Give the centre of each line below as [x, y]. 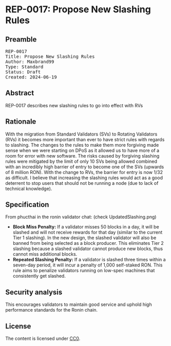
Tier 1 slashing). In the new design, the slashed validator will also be [84, 238]
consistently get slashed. [39, 276]
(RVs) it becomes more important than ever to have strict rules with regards [85, 139]
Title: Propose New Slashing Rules [50, 57]
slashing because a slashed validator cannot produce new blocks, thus [88, 249]
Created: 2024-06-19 [31, 77]
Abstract [20, 93]
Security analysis [34, 292]
